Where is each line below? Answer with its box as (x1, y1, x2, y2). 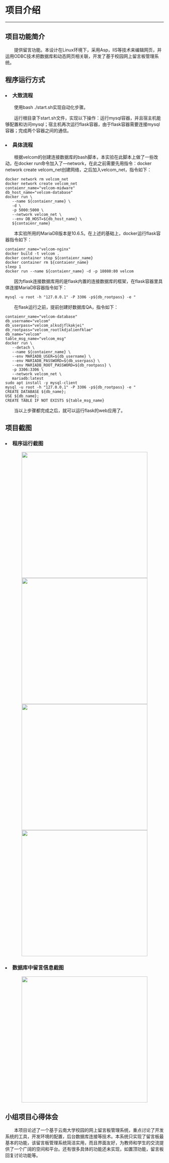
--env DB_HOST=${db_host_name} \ (12, 216, 82, 221)
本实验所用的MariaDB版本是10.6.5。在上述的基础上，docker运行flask (14, 230, 156, 236)
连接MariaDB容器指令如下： (9, 284, 67, 290)
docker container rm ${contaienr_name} (5, 260, 89, 265)
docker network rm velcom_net (5, 177, 69, 182)
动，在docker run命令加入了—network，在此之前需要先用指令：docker (5, 160, 152, 166)
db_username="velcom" (5, 318, 51, 323)
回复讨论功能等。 (5, 1152, 41, 1158)
